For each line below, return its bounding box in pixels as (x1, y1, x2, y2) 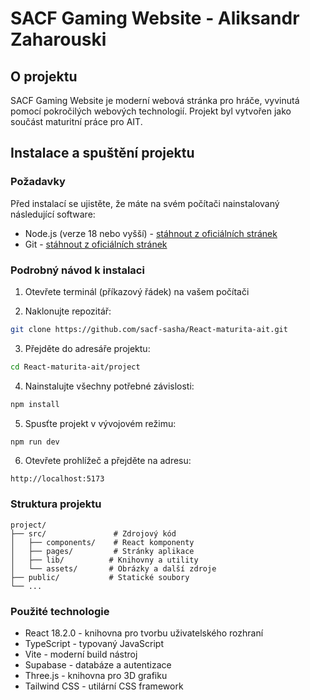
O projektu (10, 68, 78, 85)
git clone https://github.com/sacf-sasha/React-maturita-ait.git (10, 324, 288, 334)
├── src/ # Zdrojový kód (10, 528, 177, 539)
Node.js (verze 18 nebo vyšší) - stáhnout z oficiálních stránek (24, 227, 278, 239)
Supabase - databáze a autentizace (24, 659, 172, 671)
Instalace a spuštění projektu (10, 145, 195, 162)
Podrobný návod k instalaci (10, 263, 145, 277)
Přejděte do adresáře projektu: (24, 342, 151, 354)
